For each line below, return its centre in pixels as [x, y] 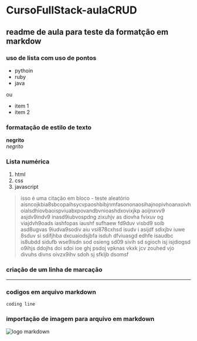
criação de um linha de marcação [54, 270]
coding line [21, 304]
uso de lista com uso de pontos [51, 58]
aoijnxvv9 [153, 211]
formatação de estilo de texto [49, 127]
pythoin [24, 71]
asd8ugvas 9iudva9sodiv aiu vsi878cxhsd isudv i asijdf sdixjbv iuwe [103, 229]
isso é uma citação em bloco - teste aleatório [75, 198]
